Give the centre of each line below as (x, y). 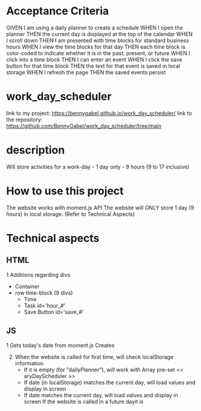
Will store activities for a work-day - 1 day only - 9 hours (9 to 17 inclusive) (98, 167)
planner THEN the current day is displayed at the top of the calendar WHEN (100, 34)
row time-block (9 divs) (44, 293)
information (29, 363)
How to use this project (65, 191)
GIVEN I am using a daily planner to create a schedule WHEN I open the (94, 28)
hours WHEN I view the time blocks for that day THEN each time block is (96, 47)
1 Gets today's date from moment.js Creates (61, 345)
